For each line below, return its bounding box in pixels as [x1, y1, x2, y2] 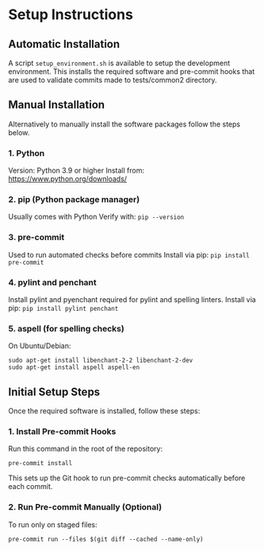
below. [8, 127, 30, 137]
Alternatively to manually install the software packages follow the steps [8, 119, 240, 129]
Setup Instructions [8, 6, 133, 24]
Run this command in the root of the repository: [8, 444, 163, 454]
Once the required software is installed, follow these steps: [8, 406, 201, 416]
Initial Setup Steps [8, 385, 101, 398]
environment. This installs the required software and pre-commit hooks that [8, 67, 255, 76]
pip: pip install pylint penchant [8, 304, 119, 312]
